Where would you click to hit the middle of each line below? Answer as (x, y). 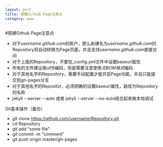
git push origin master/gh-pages (45, 139)
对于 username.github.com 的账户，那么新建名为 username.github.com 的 (84, 43)
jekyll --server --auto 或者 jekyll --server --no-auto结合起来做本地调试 (83, 99)
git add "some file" (31, 129)
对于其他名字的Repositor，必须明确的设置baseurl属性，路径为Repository (85, 86)
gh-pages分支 (35, 80)
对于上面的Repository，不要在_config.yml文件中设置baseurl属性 (76, 62)
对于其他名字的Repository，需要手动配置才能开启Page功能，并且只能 (81, 74)
